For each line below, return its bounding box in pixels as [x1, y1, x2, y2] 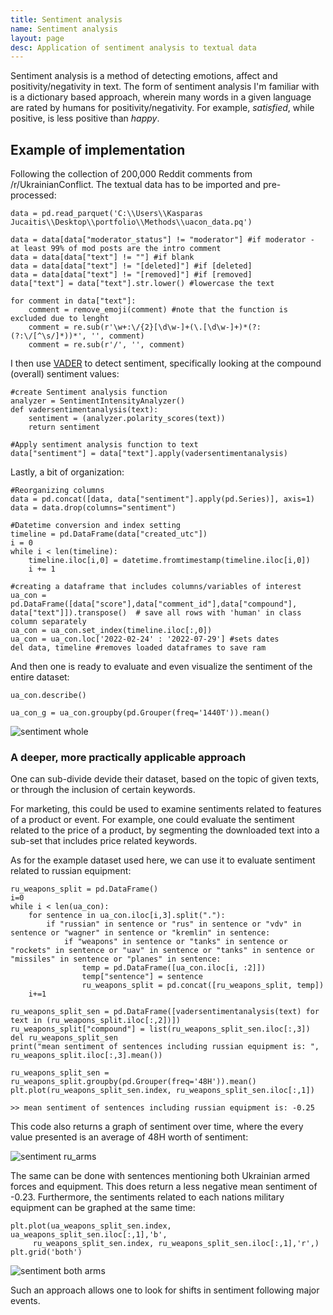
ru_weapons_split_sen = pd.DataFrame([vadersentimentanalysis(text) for [10, 1007, 320, 1017]
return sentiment [28, 422, 101, 433]
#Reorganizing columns [10, 486, 105, 496]
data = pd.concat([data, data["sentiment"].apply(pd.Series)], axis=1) [10, 494, 315, 505]
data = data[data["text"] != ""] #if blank [10, 252, 195, 263]
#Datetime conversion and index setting [10, 521, 182, 531]
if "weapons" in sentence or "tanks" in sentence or [63, 937, 288, 947]
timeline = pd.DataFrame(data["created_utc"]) [10, 529, 208, 540]
